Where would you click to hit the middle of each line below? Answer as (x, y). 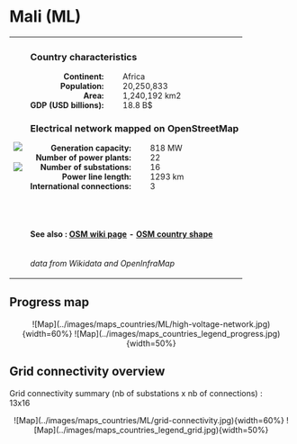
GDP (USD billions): (67, 104)
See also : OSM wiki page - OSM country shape (121, 234)
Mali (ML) (45, 17)
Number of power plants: (84, 158)
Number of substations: (86, 168)
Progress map (49, 302)
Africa (134, 76)
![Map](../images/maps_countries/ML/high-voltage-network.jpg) (151, 324)
